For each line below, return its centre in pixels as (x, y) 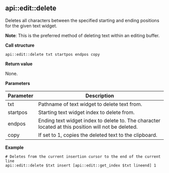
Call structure (20, 45)
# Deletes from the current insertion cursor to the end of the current (83, 156)
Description (100, 96)
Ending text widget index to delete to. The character (99, 120)
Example (15, 147)
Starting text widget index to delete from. (86, 112)
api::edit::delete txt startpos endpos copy (53, 54)
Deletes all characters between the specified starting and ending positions (82, 20)
